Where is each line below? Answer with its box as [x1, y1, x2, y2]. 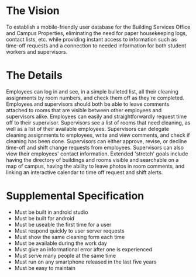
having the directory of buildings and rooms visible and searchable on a [6, 156, 179, 163]
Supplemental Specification [6, 189, 145, 203]
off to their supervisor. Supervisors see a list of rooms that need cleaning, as [6, 119, 191, 126]
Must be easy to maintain [14, 264, 76, 271]
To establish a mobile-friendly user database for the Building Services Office [6, 23, 191, 30]
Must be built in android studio [14, 209, 88, 216]
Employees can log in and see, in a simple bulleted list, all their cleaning [6, 88, 178, 95]
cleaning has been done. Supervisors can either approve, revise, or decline [6, 137, 187, 144]
